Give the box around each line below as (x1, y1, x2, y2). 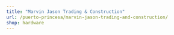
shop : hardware (6, 20, 45, 26)
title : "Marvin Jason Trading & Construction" (6, 8, 125, 15)
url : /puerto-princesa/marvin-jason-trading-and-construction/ (6, 14, 169, 20)
